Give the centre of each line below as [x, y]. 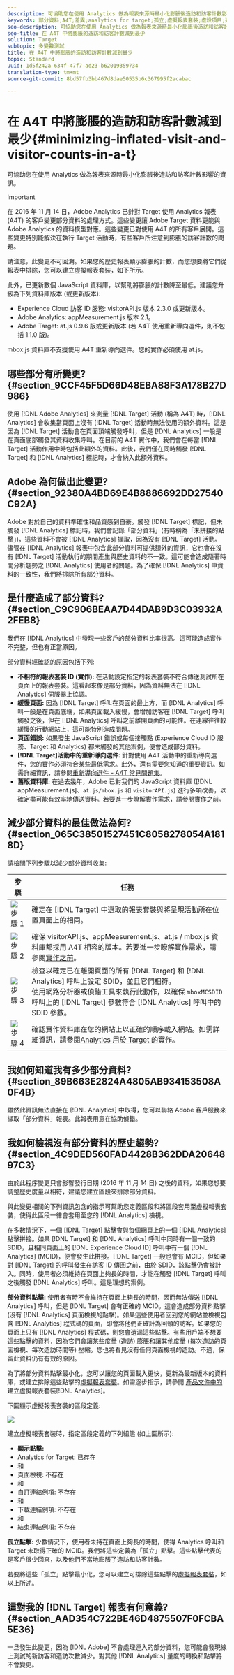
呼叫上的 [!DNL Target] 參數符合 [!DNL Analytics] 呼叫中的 [126, 1002]
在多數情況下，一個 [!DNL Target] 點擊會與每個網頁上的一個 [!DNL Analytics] [117, 1230]
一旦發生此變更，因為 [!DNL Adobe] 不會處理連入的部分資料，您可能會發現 [114, 1647]
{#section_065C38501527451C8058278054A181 [116, 835]
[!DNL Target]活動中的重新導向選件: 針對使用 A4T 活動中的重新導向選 [117, 755]
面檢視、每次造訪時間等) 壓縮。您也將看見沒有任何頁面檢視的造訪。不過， [113, 1350]
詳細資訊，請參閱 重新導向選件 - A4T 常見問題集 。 [94, 772]
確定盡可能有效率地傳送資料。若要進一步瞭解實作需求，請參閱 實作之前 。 [121, 799]
